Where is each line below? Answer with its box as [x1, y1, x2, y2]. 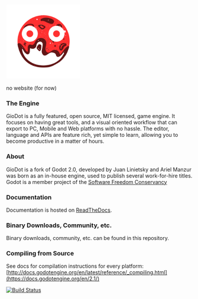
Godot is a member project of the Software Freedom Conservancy [6, 178, 167, 185]
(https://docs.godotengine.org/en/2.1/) [6, 275, 100, 282]
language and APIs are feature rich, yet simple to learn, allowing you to [6, 132, 178, 139]
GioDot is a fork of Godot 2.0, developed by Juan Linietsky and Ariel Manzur [6, 166, 192, 173]
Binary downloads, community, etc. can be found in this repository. [6, 235, 170, 242]
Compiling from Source [6, 249, 74, 258]
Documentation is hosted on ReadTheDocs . [6, 206, 112, 213]
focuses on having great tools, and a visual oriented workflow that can [6, 119, 177, 126]
